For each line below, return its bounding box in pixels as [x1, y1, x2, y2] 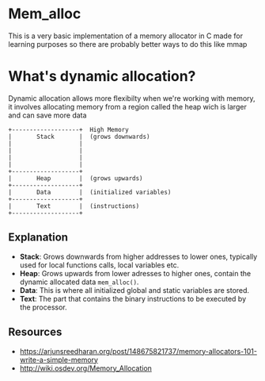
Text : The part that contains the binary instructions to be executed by [19, 294, 247, 303]
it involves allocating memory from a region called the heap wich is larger [8, 102, 247, 111]
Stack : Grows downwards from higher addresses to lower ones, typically [19, 252, 258, 261]
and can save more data [8, 110, 87, 120]
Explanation [8, 231, 69, 244]
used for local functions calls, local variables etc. [19, 260, 180, 270]
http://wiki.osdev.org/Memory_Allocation [19, 363, 153, 373]
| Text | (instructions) [8, 202, 140, 210]
